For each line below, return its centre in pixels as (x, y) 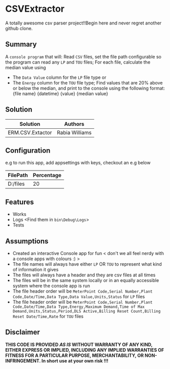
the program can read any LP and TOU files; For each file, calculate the (78, 62)
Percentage (47, 175)
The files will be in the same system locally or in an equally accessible (86, 280)
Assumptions (27, 241)
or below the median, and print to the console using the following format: (89, 88)
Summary (21, 45)
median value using (26, 67)
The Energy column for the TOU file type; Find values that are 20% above (88, 82)
